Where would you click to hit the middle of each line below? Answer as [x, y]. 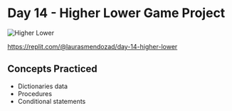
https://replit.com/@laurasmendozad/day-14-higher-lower [93, 46]
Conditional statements [52, 101]
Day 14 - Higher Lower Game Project [116, 13]
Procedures [35, 93]
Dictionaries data [43, 86]
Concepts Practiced [52, 69]
